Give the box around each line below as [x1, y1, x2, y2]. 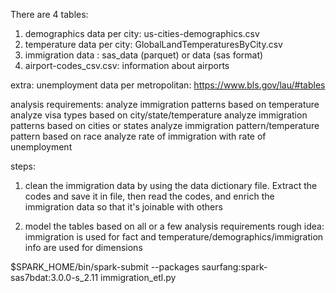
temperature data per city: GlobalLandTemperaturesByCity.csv [24, 39, 283, 50]
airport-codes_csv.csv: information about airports [24, 60, 230, 71]
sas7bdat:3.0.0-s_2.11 [10, 272, 99, 283]
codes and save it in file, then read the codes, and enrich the [24, 190, 275, 202]
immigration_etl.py [100, 272, 177, 283]
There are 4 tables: [10, 9, 89, 20]
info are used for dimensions [24, 242, 143, 253]
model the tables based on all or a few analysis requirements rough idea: [24, 220, 325, 232]
